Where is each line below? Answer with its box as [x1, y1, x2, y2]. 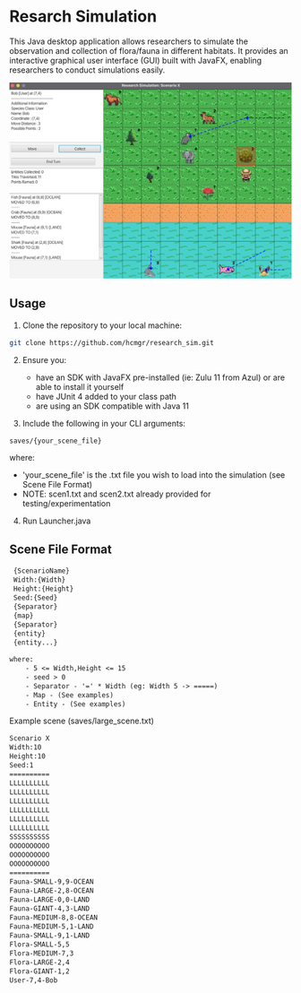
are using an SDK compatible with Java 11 [35, 401, 190, 411]
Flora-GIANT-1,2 [9, 967, 70, 976]
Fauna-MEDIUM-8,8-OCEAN [9, 913, 99, 922]
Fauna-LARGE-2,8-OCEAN [9, 886, 94, 895]
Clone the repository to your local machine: [21, 320, 182, 331]
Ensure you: [21, 354, 67, 365]
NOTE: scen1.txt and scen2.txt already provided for [21, 488, 211, 499]
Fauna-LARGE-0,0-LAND [9, 895, 90, 904]
